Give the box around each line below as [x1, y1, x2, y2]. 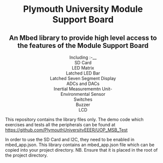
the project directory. [5, 152, 48, 158]
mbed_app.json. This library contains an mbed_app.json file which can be [5, 142, 155, 148]
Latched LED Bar [66, 70, 100, 76]
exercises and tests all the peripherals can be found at [5, 122, 116, 127]
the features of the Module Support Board [17, 41, 149, 50]
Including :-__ [69, 54, 97, 60]
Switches [73, 96, 93, 102]
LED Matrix [72, 65, 94, 71]
